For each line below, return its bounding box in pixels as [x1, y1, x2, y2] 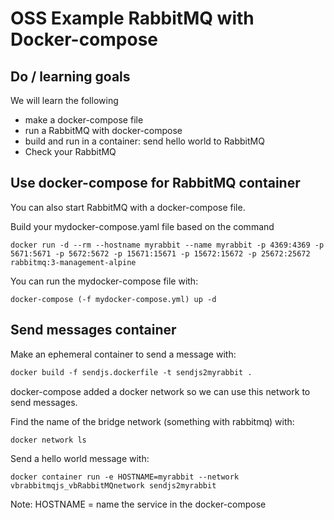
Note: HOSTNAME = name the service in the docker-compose [10, 498, 267, 510]
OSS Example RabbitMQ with [10, 7, 255, 30]
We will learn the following [10, 95, 119, 106]
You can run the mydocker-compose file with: [10, 275, 199, 287]
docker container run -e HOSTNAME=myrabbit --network [10, 472, 240, 482]
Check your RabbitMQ [24, 146, 117, 157]
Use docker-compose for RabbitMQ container [10, 175, 301, 192]
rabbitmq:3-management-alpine [10, 257, 137, 267]
